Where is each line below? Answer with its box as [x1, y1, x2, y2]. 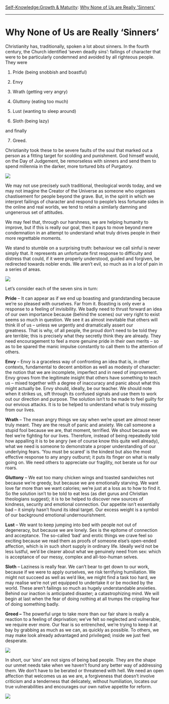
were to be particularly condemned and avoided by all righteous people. [5, 54, 155, 60]
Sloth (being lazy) [12, 118, 49, 124]
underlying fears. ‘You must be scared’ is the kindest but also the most [5, 449, 151, 455]
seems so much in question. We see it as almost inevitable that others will [5, 316, 158, 323]
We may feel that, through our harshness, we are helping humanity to [5, 219, 148, 225]
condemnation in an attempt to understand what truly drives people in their [5, 229, 160, 236]
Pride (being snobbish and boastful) [12, 69, 87, 75]
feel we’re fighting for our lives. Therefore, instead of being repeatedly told [5, 432, 160, 438]
